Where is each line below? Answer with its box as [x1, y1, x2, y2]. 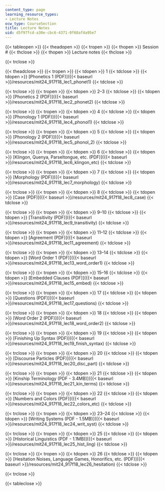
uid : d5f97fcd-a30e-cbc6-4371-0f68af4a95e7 [5, 30, 97, 35]
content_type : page [5, 7, 46, 12]
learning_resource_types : [5, 12, 58, 17]
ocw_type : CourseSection [5, 21, 56, 26]
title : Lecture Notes [5, 26, 50, 31]
